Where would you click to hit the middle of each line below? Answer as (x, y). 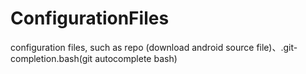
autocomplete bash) (136, 58)
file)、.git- (277, 47)
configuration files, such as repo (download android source (132, 47)
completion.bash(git (51, 58)
